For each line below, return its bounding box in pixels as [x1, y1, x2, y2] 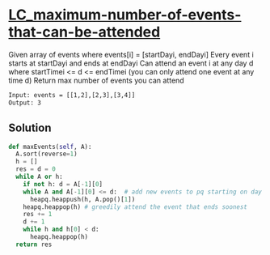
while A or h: [15, 172, 63, 181]
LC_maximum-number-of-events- [8, 6, 242, 24]
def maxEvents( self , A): [8, 142, 92, 151]
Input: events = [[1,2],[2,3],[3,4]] [8, 91, 136, 99]
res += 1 [23, 210, 53, 219]
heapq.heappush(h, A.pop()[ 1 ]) [29, 195, 136, 203]
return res [15, 240, 53, 249]
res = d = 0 [15, 165, 57, 173]
